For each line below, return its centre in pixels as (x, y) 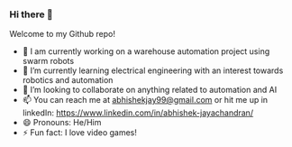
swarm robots (48, 61)
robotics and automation (68, 80)
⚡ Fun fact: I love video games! (80, 133)
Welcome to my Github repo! (62, 34)
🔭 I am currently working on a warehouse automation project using (146, 51)
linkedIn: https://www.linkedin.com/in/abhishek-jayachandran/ (138, 113)
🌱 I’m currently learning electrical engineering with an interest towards (153, 70)
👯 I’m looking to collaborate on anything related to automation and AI (150, 90)
